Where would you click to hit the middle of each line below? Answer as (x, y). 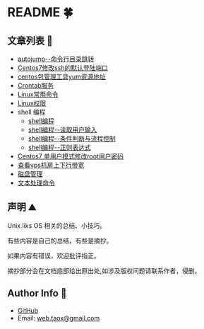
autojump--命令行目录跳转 (56, 59)
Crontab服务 (36, 85)
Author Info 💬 (37, 293)
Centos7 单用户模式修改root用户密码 (70, 156)
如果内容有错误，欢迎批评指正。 (54, 255)
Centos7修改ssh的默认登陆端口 (62, 68)
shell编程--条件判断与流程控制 (72, 138)
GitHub (28, 310)
